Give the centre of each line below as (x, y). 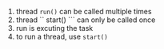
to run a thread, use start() (62, 36)
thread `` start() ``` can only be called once (86, 20)
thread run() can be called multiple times (84, 11)
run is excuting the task (54, 28)
